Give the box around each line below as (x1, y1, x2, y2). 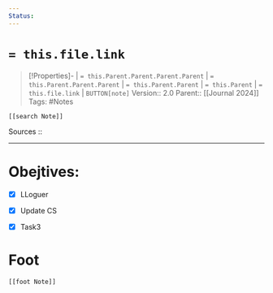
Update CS (19, 205, 57, 215)
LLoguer (19, 189, 49, 199)
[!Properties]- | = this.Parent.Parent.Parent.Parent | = (28, 71, 214, 80)
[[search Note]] (8, 112, 63, 120)
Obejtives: (8, 162, 80, 181)
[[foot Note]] (8, 278, 57, 286)
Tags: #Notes (28, 97, 74, 106)
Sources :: (8, 127, 43, 136)
